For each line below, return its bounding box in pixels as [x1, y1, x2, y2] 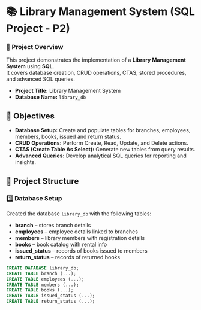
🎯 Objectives [6, 111, 55, 121]
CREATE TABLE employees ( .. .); [6, 276, 85, 282]
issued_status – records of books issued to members [14, 247, 148, 254]
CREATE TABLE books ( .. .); [6, 287, 74, 293]
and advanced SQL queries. [6, 75, 75, 83]
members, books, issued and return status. [14, 133, 121, 141]
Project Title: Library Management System [14, 87, 121, 95]
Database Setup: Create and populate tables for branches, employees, [14, 127, 191, 134]
